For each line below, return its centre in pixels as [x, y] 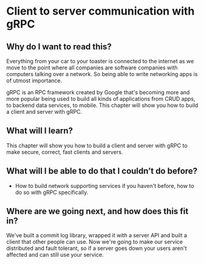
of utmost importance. [34, 81]
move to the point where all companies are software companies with [92, 68]
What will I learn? [40, 131]
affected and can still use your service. [55, 255]
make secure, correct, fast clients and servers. [65, 152]
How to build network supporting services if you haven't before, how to [104, 186]
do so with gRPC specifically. [51, 192]
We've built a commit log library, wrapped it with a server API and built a [97, 235]
